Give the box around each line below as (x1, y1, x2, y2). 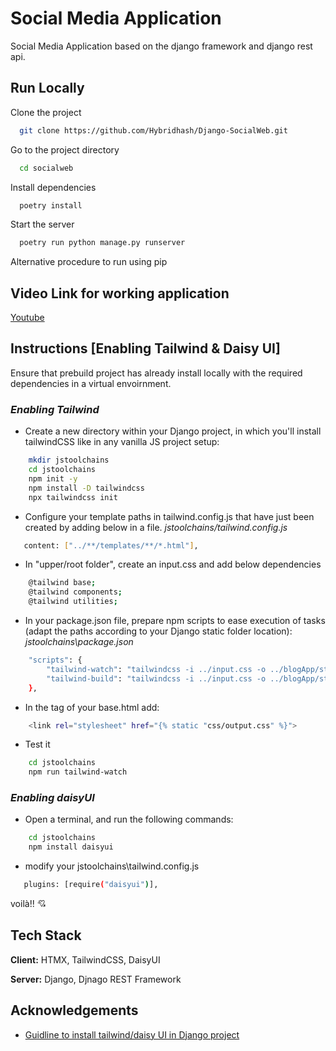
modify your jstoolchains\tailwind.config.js (24, 860, 200, 872)
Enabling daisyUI (10, 791, 95, 805)
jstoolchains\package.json (24, 636, 134, 648)
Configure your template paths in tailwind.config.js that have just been (24, 510, 315, 522)
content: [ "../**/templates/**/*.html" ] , (23, 540, 199, 551)
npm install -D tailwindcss (28, 483, 145, 493)
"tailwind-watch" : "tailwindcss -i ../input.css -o (46, 664, 267, 674)
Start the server (10, 218, 75, 231)
